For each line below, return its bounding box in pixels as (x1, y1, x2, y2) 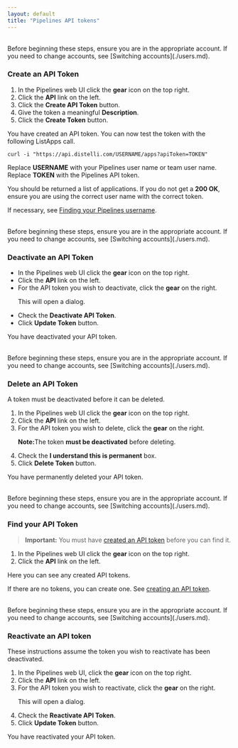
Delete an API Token (7, 379, 78, 389)
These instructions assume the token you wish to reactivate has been (7, 647, 211, 656)
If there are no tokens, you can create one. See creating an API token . (7, 584, 211, 593)
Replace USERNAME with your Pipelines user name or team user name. (7, 163, 217, 171)
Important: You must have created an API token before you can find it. (24, 536, 231, 544)
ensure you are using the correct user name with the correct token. (7, 192, 204, 200)
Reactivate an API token (7, 631, 92, 641)
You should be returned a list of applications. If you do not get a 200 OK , (7, 184, 220, 193)
